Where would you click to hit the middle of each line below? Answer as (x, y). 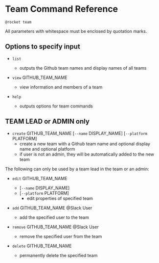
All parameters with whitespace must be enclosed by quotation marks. (76, 31)
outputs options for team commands (56, 106)
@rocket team (18, 22)
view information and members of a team (61, 87)
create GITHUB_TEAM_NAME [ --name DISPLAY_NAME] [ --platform (80, 133)
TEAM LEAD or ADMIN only (47, 121)
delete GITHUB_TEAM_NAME (42, 246)
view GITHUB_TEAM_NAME (40, 78)
